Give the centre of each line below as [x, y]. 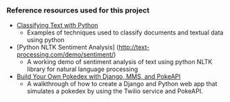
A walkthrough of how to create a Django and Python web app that [122, 84]
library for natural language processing [82, 69]
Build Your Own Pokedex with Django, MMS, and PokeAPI [98, 76]
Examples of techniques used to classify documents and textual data [125, 32]
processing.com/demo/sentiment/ [65, 54]
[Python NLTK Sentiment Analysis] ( [68, 48]
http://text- [134, 48]
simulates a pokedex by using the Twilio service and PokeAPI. [115, 91]
